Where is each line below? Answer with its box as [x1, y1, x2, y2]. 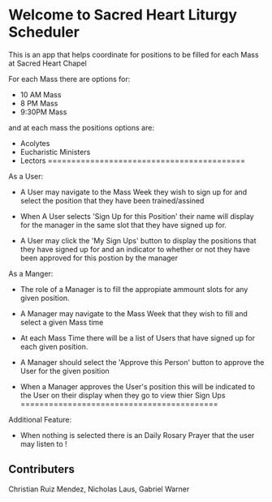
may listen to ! [19, 439, 67, 448]
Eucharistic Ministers [19, 147, 91, 157]
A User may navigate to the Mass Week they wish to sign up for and [19, 187, 248, 196]
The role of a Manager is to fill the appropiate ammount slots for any [19, 284, 248, 294]
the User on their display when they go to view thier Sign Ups [19, 390, 226, 400]
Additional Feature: [8, 414, 71, 424]
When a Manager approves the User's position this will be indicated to [19, 381, 256, 391]
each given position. [19, 341, 89, 351]
